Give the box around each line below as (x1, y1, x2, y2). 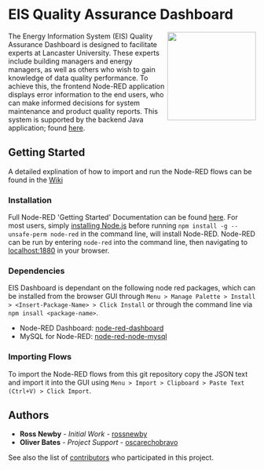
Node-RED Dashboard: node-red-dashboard (19, 323, 164, 333)
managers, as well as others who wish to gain (8, 64, 156, 74)
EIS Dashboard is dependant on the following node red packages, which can (8, 283, 256, 293)
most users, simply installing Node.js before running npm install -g (8, 221, 228, 231)
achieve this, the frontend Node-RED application (8, 81, 165, 91)
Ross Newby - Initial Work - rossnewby (19, 429, 148, 439)
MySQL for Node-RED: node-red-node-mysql (19, 332, 167, 341)
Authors (8, 409, 49, 422)
